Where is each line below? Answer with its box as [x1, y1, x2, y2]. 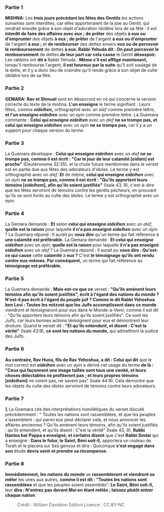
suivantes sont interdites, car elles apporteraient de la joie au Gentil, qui [5, 20, 150, 26]
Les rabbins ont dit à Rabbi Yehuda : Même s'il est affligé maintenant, [5, 57, 148, 63]
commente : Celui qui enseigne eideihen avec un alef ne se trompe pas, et [5, 117, 158, 123]
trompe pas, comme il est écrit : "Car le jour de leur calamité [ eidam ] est [5, 156, 155, 162]
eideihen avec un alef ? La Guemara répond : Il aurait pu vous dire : [5, 247, 142, 253]
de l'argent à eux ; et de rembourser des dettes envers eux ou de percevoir [5, 41, 159, 47]
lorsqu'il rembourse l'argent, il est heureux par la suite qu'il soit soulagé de [5, 62, 158, 68]
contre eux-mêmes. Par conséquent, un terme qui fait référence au [5, 257, 143, 264]
